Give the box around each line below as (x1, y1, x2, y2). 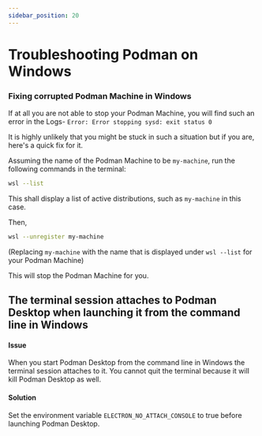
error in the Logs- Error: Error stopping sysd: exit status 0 (8, 117, 213, 126)
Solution (8, 393, 37, 403)
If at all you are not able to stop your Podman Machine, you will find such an (8, 108, 255, 118)
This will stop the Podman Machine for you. (8, 270, 149, 280)
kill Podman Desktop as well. (8, 374, 102, 384)
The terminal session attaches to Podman (8, 294, 217, 307)
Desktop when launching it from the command (8, 306, 241, 320)
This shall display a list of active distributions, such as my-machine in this (8, 194, 242, 203)
